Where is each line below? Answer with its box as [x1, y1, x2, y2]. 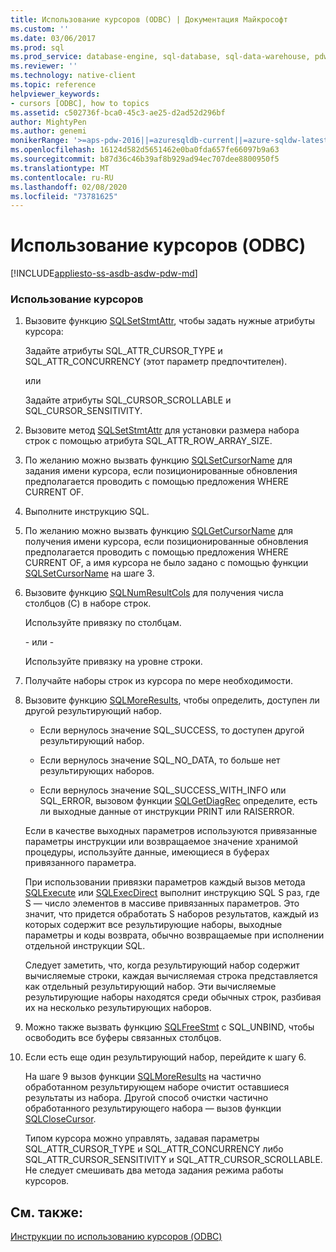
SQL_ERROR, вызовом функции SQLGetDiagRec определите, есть [39, 795, 318, 807]
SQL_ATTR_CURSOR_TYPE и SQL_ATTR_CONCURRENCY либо [24, 1143, 284, 1155]
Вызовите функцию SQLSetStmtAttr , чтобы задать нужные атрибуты [24, 315, 315, 327]
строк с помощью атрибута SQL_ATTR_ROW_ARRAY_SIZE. [24, 435, 273, 447]
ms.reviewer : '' [10, 61, 78, 71]
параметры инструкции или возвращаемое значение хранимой [24, 836, 299, 848]
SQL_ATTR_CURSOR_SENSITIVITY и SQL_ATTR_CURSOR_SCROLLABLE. [24, 1154, 323, 1166]
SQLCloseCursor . [24, 1113, 97, 1125]
